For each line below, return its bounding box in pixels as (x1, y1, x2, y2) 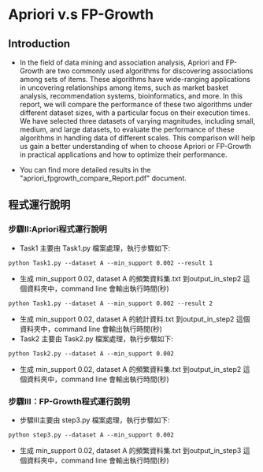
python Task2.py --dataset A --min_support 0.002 (8, 349, 175, 358)
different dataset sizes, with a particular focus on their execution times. (19, 108, 250, 117)
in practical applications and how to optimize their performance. (19, 150, 228, 159)
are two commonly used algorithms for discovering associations (45, 66, 254, 76)
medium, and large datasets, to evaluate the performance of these (19, 125, 235, 134)
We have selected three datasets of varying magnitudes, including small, (19, 117, 256, 125)
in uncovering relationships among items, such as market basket (19, 83, 229, 92)
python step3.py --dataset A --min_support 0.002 (8, 431, 175, 439)
